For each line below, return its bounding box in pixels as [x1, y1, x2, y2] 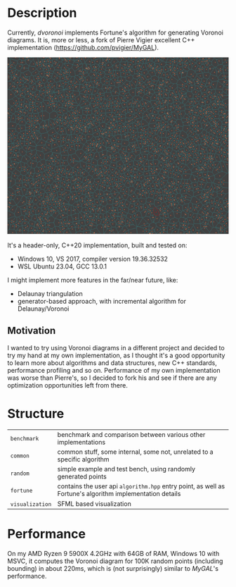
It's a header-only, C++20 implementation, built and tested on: [7, 241, 188, 249]
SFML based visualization [57, 499, 131, 508]
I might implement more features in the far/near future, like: [7, 276, 178, 285]
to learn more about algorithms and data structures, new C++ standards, [7, 358, 218, 367]
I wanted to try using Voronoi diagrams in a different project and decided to [7, 343, 225, 352]
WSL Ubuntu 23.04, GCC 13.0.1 [17, 262, 107, 271]
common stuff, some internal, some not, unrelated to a [57, 447, 214, 456]
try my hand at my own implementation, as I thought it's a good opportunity [7, 351, 225, 359]
